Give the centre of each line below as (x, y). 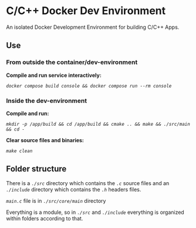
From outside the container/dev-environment (72, 62)
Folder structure (36, 169)
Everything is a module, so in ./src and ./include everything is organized (95, 212)
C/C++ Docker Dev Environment (86, 11)
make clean (19, 151)
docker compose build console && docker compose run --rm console (89, 86)
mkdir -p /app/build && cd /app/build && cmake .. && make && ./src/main (98, 124)
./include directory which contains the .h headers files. (74, 189)
